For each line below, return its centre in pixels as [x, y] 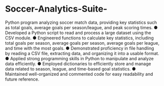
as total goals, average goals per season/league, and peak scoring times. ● [82, 27]
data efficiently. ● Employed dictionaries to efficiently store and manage [78, 64]
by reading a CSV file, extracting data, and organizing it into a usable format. [82, 53]
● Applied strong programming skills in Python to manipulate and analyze [80, 58]
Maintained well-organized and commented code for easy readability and [79, 74]
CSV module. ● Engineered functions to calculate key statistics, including [80, 38]
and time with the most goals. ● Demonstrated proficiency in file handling [80, 48]
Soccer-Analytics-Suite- [56, 9]
